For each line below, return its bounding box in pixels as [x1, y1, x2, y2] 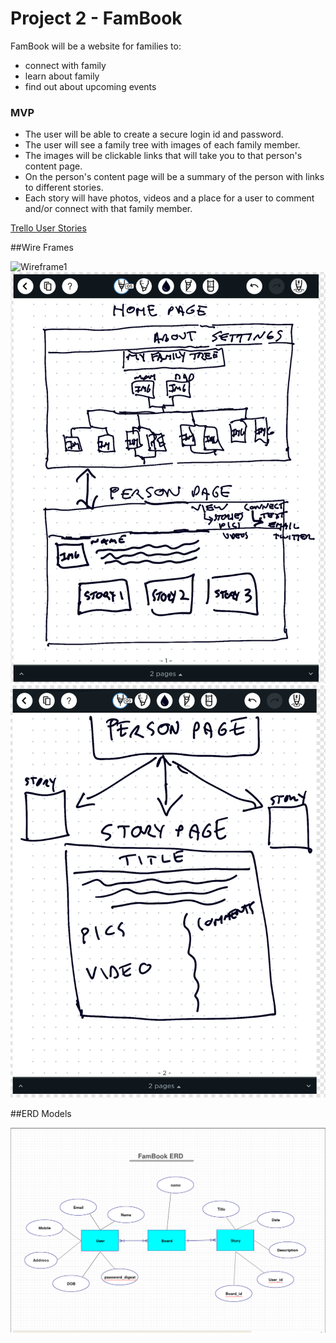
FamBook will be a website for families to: [10, 40, 182, 52]
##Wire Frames [10, 242, 74, 254]
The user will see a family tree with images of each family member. [24, 139, 301, 151]
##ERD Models [10, 1108, 72, 1120]
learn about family [24, 70, 100, 82]
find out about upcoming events [24, 80, 157, 92]
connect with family [24, 59, 107, 71]
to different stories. [24, 182, 104, 194]
